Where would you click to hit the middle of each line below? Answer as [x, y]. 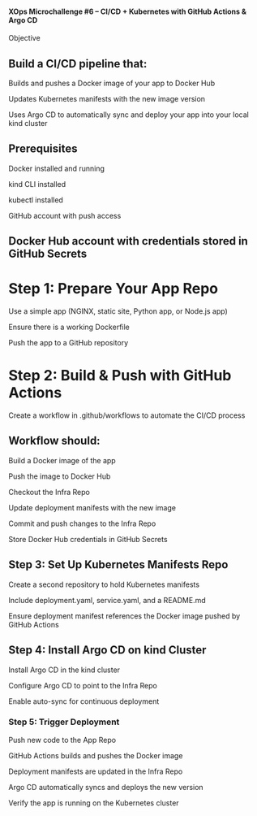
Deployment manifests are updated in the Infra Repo [96, 771]
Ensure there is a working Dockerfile [69, 327]
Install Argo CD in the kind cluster [64, 670]
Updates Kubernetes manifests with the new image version [107, 99]
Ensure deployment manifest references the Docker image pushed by [124, 616]
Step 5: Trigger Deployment [64, 722]
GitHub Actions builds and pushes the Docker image [96, 755]
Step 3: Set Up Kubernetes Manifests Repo [118, 565]
